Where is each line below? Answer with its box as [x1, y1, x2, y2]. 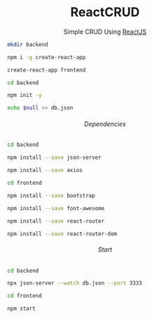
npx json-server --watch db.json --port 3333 [7, 280, 143, 287]
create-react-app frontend [7, 66, 86, 74]
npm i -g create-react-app [7, 53, 86, 60]
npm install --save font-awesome [7, 204, 105, 211]
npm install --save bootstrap [7, 192, 96, 199]
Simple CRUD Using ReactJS [63, 27, 147, 36]
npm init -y [7, 92, 42, 99]
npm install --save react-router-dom [7, 230, 118, 237]
